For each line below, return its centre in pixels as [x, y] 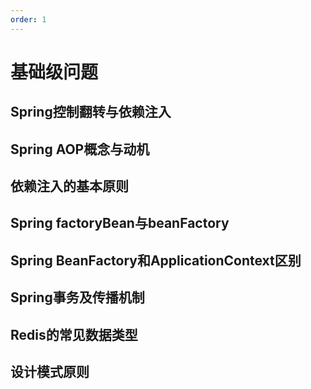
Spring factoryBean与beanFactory [120, 223]
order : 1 [28, 19]
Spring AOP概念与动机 [80, 149]
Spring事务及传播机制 [77, 297]
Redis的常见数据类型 [74, 334]
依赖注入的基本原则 [69, 186]
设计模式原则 [50, 371]
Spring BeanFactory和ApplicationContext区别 [156, 260]
